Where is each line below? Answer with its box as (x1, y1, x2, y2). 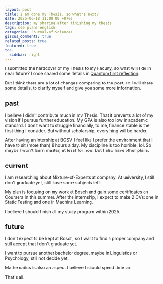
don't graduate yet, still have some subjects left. (5, 180, 101, 185)
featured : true (5, 43, 36, 48)
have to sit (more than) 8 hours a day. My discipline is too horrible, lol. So (5, 142, 152, 148)
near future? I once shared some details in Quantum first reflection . (5, 71, 140, 77)
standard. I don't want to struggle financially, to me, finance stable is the (5, 122, 150, 129)
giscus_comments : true (5, 34, 51, 39)
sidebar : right (9, 52, 40, 57)
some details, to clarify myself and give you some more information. (5, 85, 141, 91)
